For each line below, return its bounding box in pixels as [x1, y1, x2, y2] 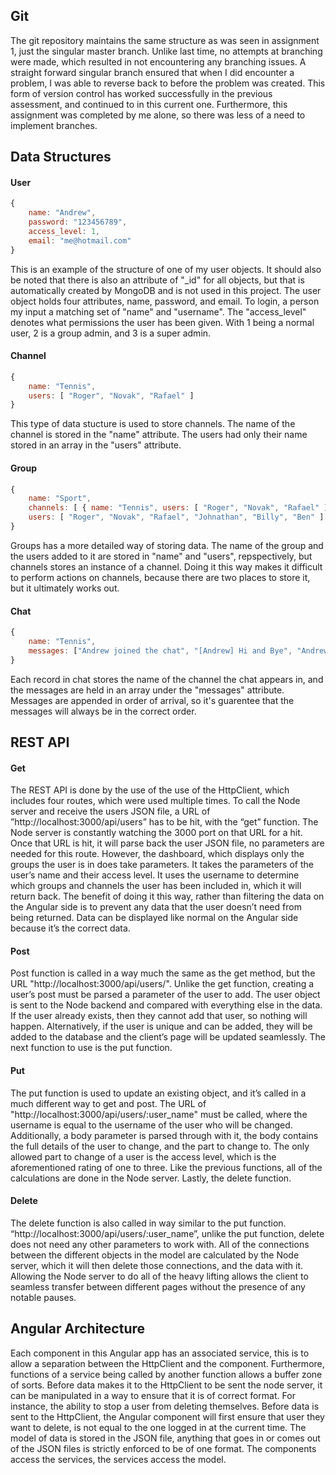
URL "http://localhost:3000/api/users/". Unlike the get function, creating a [10, 978, 315, 990]
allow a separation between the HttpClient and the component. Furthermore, [10, 1357, 325, 1369]
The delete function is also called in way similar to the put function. [10, 1217, 287, 1229]
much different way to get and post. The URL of [10, 1097, 207, 1109]
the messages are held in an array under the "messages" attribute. [10, 684, 285, 696]
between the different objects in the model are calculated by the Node [10, 1249, 300, 1261]
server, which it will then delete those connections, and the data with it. [10, 1259, 304, 1271]
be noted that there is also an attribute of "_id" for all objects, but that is [10, 274, 305, 286]
